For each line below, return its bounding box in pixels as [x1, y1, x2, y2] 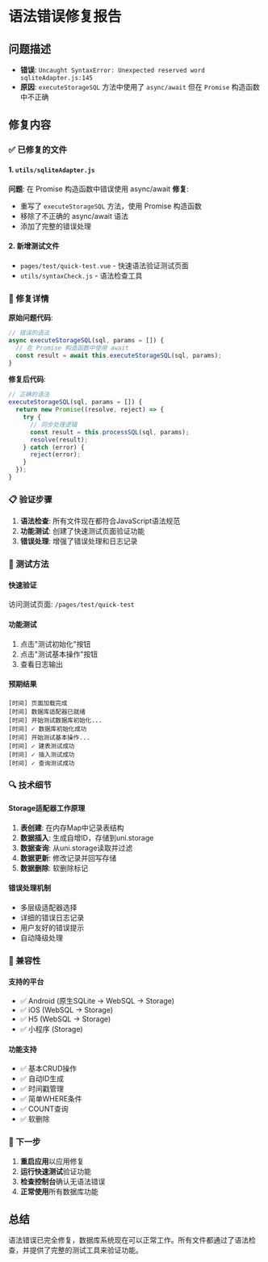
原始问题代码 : [8, 312, 54, 323]
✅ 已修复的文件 [8, 145, 67, 156]
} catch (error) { [23, 443, 85, 451]
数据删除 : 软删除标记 [19, 863, 89, 873]
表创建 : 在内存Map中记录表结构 [19, 823, 124, 832]
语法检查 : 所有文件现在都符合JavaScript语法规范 [19, 516, 181, 526]
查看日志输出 [19, 659, 63, 669]
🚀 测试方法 [8, 559, 50, 570]
